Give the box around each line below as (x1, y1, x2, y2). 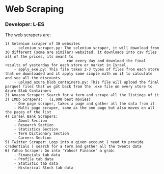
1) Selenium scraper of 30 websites (5, 42, 80, 46)
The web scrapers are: (5, 32, 51, 38)
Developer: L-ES (5, 21, 45, 28)
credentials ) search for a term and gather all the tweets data (5, 144, 141, 149)
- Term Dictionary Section (14, 131, 69, 136)
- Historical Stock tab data (14, 165, 74, 171)
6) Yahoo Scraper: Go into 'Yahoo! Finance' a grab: (5, 148, 115, 153)
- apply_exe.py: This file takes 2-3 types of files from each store (14, 67, 160, 72)
